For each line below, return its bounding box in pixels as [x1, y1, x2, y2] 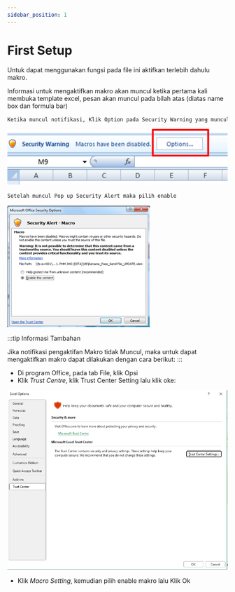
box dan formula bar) [7, 102, 69, 110]
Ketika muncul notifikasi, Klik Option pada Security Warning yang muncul [7, 116, 230, 123]
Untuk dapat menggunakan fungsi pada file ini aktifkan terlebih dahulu [7, 65, 210, 74]
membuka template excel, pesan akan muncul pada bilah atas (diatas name [7, 94, 224, 102]
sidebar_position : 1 [7, 11, 68, 18]
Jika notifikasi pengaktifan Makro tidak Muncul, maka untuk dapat [7, 347, 197, 356]
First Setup [7, 42, 73, 58]
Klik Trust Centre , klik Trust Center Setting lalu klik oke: [17, 376, 176, 384]
